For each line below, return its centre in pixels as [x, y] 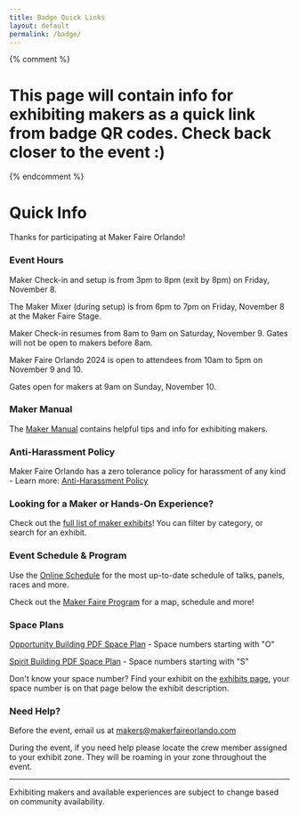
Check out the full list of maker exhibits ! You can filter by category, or [136, 523]
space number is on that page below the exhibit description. [119, 688]
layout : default [39, 26]
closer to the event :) [87, 152]
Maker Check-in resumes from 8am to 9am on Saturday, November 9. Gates [149, 333]
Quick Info [48, 212]
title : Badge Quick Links [57, 17]
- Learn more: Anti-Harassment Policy [79, 481]
